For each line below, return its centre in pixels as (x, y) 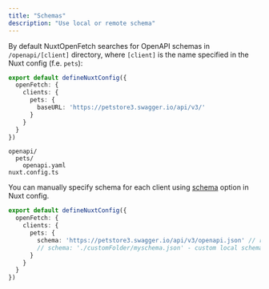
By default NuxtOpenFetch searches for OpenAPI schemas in (109, 46)
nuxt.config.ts (34, 173)
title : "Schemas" (37, 16)
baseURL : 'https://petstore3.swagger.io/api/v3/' (121, 107)
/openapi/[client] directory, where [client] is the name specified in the (129, 54)
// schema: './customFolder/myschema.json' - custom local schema (150, 248)
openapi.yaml (44, 166)
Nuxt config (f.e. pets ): (46, 63)
